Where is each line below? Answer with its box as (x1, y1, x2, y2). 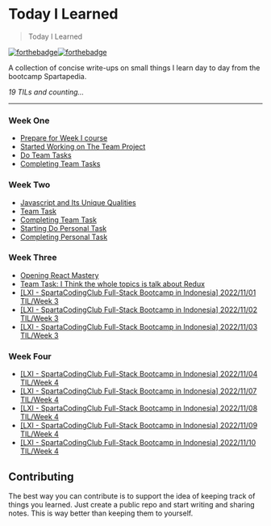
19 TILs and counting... (8, 86, 85, 97)
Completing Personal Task (19, 232, 108, 242)
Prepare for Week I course (19, 133, 108, 143)
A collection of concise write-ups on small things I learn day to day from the (8, 62, 261, 73)
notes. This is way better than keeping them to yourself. (8, 508, 194, 518)
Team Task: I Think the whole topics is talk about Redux (19, 279, 206, 288)
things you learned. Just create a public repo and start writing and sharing (8, 499, 256, 509)
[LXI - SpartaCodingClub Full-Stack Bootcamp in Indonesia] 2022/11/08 (19, 403, 258, 413)
